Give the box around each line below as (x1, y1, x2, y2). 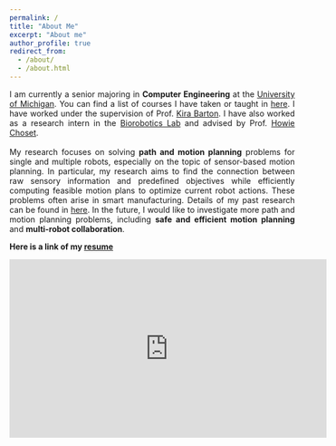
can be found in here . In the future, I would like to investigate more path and (9, 204, 295, 215)
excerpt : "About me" (9, 30, 88, 39)
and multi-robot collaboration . (9, 223, 125, 234)
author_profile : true (9, 38, 91, 48)
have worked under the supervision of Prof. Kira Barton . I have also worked (9, 108, 295, 119)
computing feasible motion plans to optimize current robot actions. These (9, 185, 295, 196)
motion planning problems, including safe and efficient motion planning (9, 214, 295, 225)
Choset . (9, 127, 39, 138)
